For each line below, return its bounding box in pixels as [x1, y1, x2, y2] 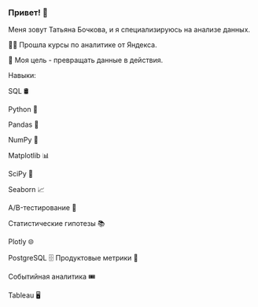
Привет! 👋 [8, 7, 49, 18]
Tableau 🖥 [8, 290, 41, 300]
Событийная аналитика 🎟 [8, 272, 96, 282]
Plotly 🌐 [8, 237, 34, 246]
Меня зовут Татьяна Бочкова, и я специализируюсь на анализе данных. [8, 25, 250, 35]
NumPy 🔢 [8, 135, 39, 145]
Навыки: [8, 71, 37, 80]
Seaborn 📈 [8, 185, 45, 194]
